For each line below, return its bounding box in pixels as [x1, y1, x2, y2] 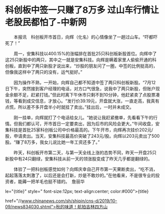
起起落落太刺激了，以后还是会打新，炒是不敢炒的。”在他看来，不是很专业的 [5, 172, 156, 178]
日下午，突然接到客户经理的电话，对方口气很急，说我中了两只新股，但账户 [5, 86, 156, 92]
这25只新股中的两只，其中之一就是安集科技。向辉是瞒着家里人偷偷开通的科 [5, 57, 157, 62]
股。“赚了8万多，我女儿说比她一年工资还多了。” [5, 139, 100, 145]
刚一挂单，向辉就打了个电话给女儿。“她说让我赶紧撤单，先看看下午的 [13, 114, 154, 121]
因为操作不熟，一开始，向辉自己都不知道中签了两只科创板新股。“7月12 [13, 79, 156, 85]
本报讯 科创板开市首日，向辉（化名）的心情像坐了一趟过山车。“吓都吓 [13, 34, 158, 40]
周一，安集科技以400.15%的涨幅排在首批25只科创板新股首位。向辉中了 [13, 50, 157, 57]
